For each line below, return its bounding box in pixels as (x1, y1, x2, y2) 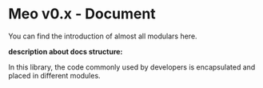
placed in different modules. (8, 70, 102, 80)
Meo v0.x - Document (8, 5, 156, 23)
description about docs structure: (8, 46, 123, 56)
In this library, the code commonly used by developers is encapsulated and (8, 62, 256, 72)
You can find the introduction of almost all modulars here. (8, 31, 197, 41)
